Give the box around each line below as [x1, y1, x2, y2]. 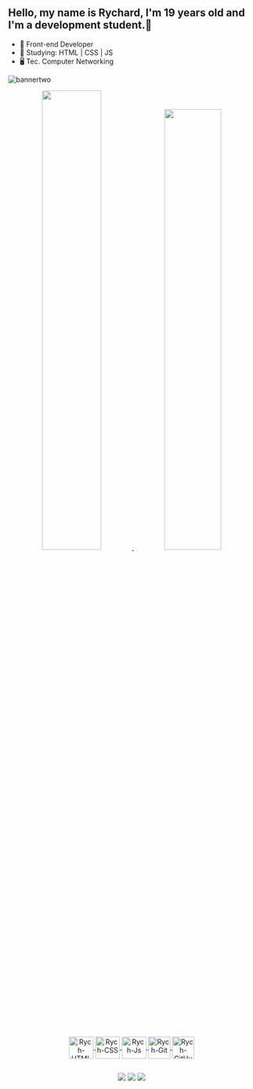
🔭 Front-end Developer [19, 39, 94, 49]
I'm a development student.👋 [8, 19, 153, 32]
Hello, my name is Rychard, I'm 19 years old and [8, 6, 245, 20]
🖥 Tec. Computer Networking [19, 57, 114, 66]
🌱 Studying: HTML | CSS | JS [19, 47, 114, 57]
